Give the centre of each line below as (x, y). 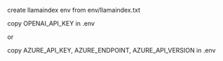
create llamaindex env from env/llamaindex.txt (74, 10)
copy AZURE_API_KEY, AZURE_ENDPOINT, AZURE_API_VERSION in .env (111, 50)
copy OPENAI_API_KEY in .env (51, 23)
